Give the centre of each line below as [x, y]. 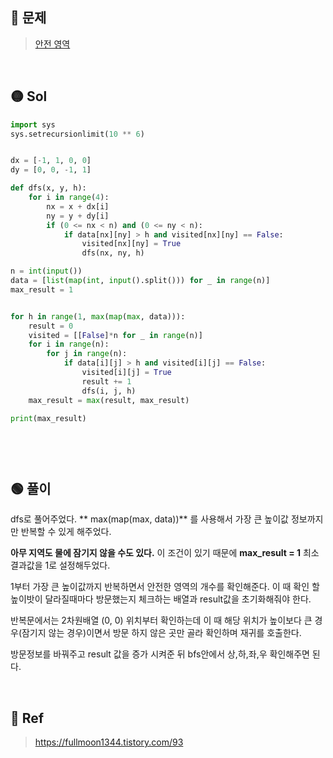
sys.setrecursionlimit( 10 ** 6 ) [77, 134]
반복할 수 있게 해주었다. [66, 532]
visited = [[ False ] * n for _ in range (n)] [115, 335]
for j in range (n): [87, 354]
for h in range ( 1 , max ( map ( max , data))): [98, 316]
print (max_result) [48, 418]
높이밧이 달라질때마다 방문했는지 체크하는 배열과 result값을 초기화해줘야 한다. [161, 599]
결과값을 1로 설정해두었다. [60, 565]
